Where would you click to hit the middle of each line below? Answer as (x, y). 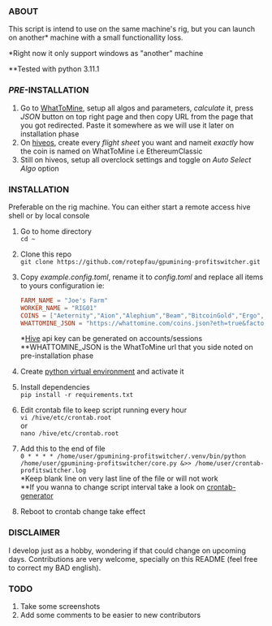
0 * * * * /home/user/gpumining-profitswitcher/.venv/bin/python (133, 456)
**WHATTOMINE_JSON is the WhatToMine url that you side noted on (136, 348)
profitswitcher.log (53, 471)
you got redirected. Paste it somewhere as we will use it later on (127, 125)
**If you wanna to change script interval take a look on (112, 487)
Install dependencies (55, 387)
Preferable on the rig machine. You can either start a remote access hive (130, 207)
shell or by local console (49, 215)
